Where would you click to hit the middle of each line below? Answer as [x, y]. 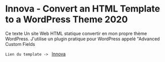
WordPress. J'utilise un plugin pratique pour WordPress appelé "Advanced [82, 39]
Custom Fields [20, 44]
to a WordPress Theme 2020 [67, 19]
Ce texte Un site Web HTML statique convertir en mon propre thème [76, 33]
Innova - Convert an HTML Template [83, 9]
